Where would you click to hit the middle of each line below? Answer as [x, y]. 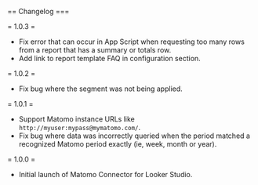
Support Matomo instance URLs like [76, 119]
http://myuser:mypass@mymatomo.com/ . [80, 127]
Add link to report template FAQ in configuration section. [109, 58]
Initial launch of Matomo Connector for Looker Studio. [105, 174]
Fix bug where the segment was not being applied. [101, 89]
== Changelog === [38, 11]
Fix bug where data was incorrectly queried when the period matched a [134, 136]
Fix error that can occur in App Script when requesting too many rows [131, 42]
